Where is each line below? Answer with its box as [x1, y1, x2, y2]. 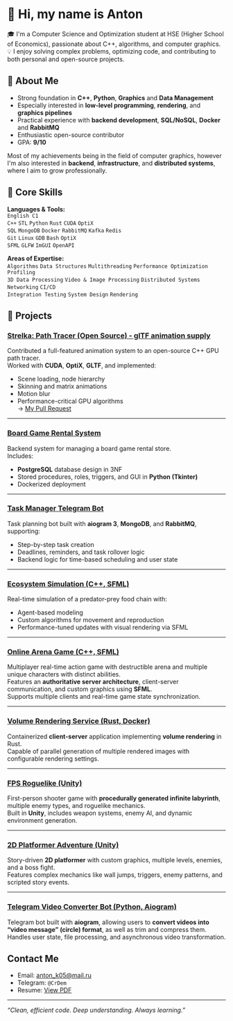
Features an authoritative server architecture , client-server [7, 678, 179, 686]
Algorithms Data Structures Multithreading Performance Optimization [7, 262, 208, 270]
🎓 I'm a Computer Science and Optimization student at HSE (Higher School [7, 29, 224, 38]
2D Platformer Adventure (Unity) [7, 840, 119, 850]
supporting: [7, 527, 40, 535]
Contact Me [7, 953, 59, 965]
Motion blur [17, 390, 51, 398]
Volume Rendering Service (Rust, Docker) [7, 716, 150, 726]
